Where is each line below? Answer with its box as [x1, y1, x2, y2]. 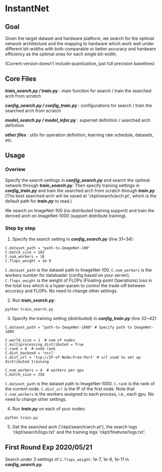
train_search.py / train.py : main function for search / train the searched [5, 88, 151, 94]
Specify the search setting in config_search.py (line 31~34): [12, 236, 134, 242]
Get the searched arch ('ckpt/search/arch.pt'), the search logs [12, 423, 138, 429]
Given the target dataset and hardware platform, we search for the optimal [5, 35, 155, 41]
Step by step [5, 225, 36, 232]
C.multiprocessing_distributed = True [5, 342, 84, 347]
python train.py [5, 415, 38, 420]
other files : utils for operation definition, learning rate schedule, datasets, [5, 132, 154, 138]
